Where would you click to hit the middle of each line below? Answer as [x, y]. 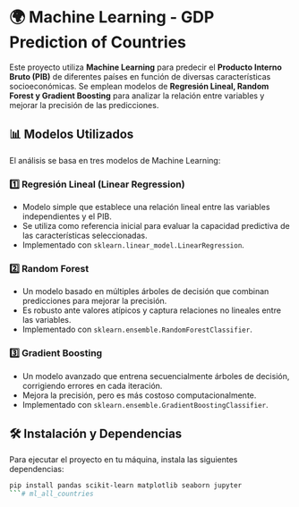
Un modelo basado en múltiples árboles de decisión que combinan [145, 292]
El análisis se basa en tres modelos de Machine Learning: [115, 160]
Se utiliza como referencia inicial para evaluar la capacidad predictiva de [156, 226]
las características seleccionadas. [85, 236]
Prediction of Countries [98, 42]
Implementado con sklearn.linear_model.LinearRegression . [133, 245]
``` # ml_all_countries [51, 494]
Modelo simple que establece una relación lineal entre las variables [146, 207]
